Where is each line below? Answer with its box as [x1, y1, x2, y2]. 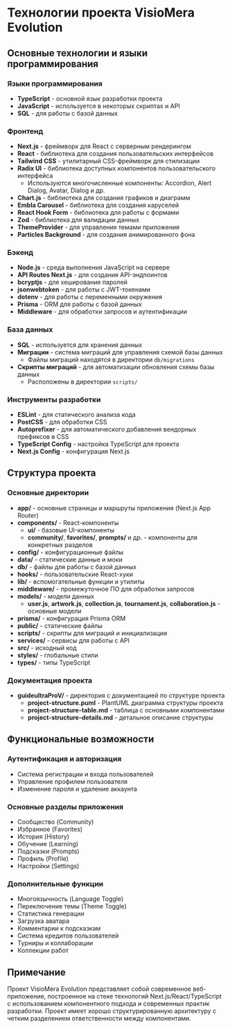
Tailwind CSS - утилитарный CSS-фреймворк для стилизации [17, 157, 200, 165]
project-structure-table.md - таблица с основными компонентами [27, 706, 225, 715]
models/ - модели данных [17, 592, 95, 600]
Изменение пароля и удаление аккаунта [17, 785, 137, 793]
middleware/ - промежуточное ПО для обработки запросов [17, 584, 195, 593]
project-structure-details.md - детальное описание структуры [27, 713, 213, 722]
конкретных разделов [27, 540, 93, 548]
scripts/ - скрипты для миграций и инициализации [17, 629, 168, 637]
